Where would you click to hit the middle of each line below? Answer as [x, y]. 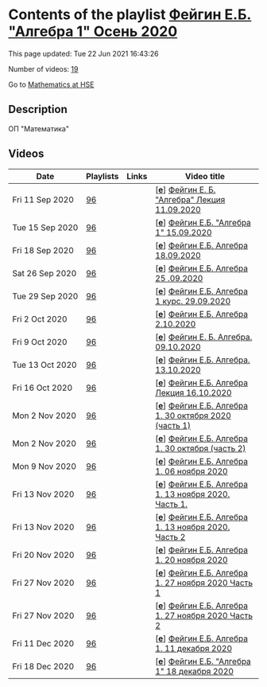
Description [38, 109]
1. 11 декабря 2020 [193, 648]
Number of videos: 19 [43, 68]
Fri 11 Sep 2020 [43, 199]
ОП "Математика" [39, 128]
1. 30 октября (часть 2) [200, 448]
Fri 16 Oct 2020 [43, 388]
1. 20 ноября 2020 [191, 560]
